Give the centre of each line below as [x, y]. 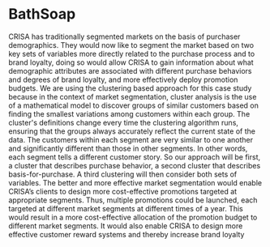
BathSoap [42, 14]
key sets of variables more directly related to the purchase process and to [132, 53]
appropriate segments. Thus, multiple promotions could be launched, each [133, 200]
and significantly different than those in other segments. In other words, [128, 148]
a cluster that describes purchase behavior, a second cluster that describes [135, 165]
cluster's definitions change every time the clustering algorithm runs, [124, 122]
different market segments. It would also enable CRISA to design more [126, 226]
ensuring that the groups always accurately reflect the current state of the [132, 131]
